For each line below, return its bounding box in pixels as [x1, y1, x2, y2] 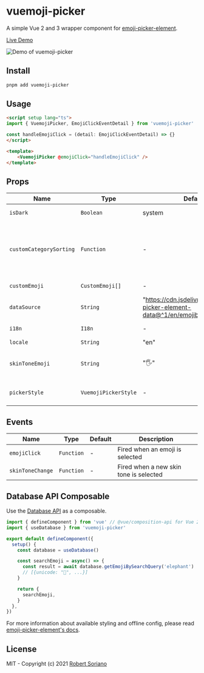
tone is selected [117, 471, 163, 479]
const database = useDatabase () [17, 547, 99, 553]
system [142, 208, 164, 217]
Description [138, 435, 174, 443]
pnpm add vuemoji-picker [6, 82, 69, 88]
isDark [9, 209, 29, 216]
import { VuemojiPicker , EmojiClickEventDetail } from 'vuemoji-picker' [6, 121, 194, 127]
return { [17, 586, 39, 592]
